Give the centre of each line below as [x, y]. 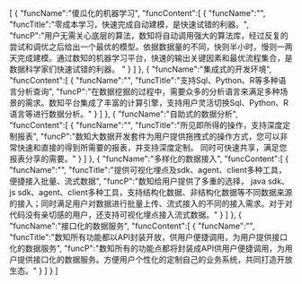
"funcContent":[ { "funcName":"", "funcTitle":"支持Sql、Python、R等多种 [144, 80]
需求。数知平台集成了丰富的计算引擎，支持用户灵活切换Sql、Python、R [157, 103]
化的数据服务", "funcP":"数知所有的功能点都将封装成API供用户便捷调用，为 [147, 248]
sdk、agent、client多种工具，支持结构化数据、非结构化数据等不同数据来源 [155, 192]
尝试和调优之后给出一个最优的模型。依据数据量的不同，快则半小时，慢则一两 [151, 47]
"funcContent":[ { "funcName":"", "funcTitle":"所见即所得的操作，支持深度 [146, 125]
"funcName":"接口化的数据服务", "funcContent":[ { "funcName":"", [132, 226]
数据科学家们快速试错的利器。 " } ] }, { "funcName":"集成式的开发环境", [141, 69]
